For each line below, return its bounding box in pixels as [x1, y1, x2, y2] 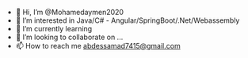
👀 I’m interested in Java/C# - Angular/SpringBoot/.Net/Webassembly [15, 16, 240, 25]
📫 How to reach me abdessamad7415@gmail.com [15, 42, 181, 50]
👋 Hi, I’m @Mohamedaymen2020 [15, 8, 124, 16]
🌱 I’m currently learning [15, 24, 93, 33]
